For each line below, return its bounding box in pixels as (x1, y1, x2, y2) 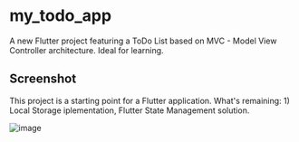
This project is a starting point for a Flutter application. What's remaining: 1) (9, 95, 290, 106)
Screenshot (9, 71, 77, 87)
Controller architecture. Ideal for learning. (9, 44, 165, 55)
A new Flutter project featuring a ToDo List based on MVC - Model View (9, 35, 277, 46)
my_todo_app (9, 5, 111, 26)
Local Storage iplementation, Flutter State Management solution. (9, 105, 250, 116)
